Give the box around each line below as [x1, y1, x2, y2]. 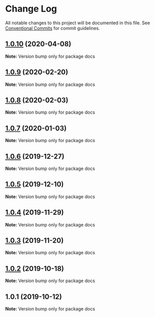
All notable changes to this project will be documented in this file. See [5, 20, 150, 26]
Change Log [5, 3, 57, 15]
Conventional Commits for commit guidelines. [5, 25, 100, 31]
